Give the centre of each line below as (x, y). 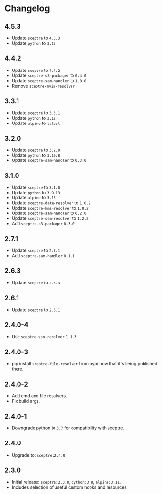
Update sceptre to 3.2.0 (36, 150)
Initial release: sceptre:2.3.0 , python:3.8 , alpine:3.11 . (66, 482)
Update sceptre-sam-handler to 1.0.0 (49, 80)
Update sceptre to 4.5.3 (36, 38)
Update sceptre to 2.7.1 (36, 250)
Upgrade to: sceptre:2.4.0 (38, 455)
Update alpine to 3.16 (34, 198)
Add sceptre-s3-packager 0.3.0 (43, 224)
